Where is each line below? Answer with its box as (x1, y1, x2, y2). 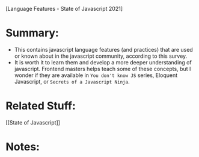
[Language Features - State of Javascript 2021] (5, 5, 123, 12)
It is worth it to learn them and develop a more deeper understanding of (14, 58, 192, 66)
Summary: (5, 26, 60, 40)
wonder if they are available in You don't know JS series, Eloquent (14, 72, 178, 79)
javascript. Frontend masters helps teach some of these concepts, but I (14, 65, 191, 72)
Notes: (5, 140, 40, 154)
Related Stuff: (5, 99, 76, 113)
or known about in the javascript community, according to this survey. (14, 52, 188, 60)
